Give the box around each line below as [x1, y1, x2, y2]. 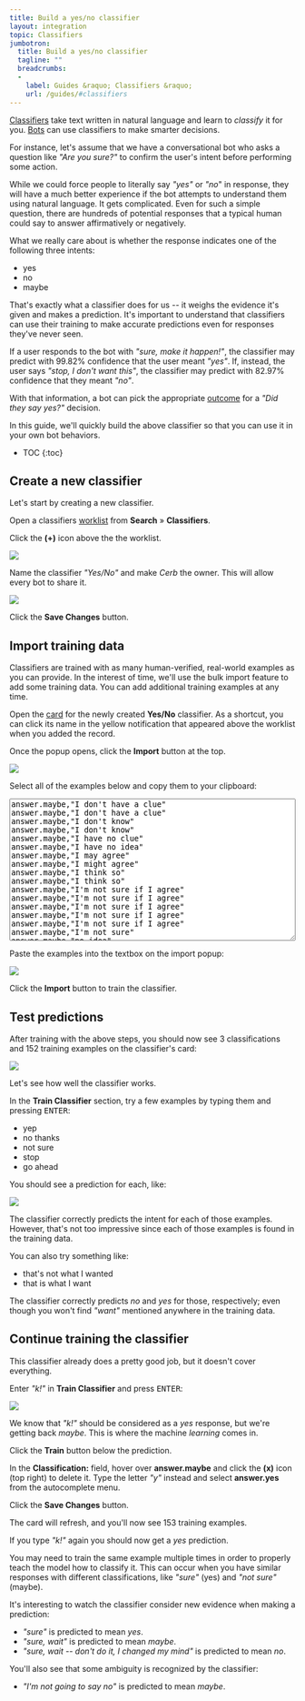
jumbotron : [9, 38, 51, 48]
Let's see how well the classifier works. [9, 1077, 157, 1088]
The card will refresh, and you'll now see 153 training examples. [9, 1516, 248, 1528]
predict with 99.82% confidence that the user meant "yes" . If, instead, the [9, 356, 286, 367]
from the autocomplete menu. [9, 1482, 121, 1493]
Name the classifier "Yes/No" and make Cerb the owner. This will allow [9, 568, 274, 579]
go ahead [22, 1161, 59, 1172]
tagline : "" [17, 55, 64, 65]
